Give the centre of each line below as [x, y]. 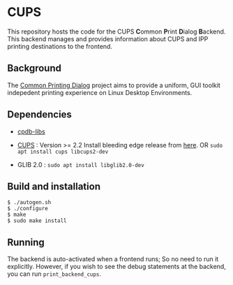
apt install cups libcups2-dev [63, 152]
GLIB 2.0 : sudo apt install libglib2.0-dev [81, 164]
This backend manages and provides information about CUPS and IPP [108, 38]
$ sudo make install [37, 221]
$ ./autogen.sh [29, 203]
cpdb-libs [31, 131]
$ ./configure [28, 209]
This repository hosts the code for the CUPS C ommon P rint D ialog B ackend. [116, 31]
